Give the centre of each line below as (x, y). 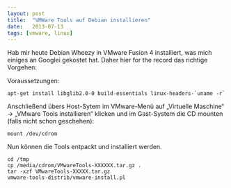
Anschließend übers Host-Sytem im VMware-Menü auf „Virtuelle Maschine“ (116, 106)
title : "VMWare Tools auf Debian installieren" (79, 20)
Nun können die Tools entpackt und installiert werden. (85, 147)
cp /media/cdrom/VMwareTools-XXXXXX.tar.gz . (74, 166)
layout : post (26, 14)
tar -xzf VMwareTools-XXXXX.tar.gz (59, 172)
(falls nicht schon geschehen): (51, 121)
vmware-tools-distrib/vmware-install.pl (67, 178)
